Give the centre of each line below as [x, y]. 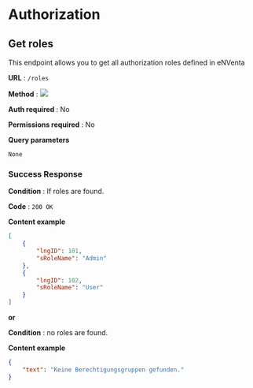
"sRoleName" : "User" [70, 288]
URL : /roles [29, 78]
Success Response [45, 173]
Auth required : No [39, 109]
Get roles [31, 44]
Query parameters [39, 140]
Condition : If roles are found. [56, 192]
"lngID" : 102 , [59, 280]
